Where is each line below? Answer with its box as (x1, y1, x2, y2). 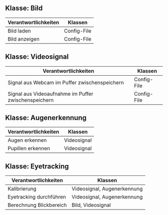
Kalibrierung (7, 185, 36, 192)
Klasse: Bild (5, 4, 43, 13)
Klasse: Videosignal (5, 53, 69, 61)
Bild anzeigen (7, 35, 40, 42)
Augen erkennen (7, 137, 47, 144)
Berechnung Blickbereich (7, 201, 67, 208)
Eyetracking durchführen (7, 193, 66, 200)
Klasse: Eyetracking (5, 162, 69, 170)
